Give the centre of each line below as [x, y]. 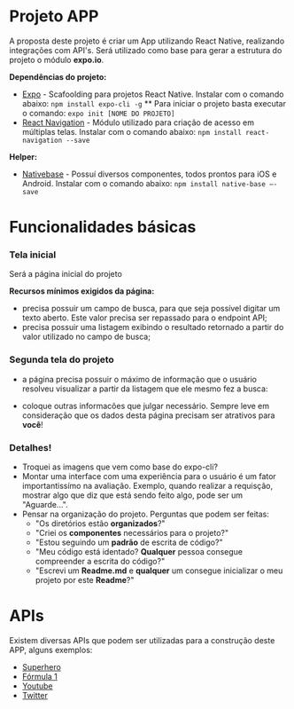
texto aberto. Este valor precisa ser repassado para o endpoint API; [144, 318]
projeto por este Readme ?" [85, 580]
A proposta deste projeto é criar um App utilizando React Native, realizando [147, 41]
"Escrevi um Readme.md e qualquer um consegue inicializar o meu [159, 571]
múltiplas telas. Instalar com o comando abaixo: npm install [132, 131]
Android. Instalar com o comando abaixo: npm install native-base [143, 183]
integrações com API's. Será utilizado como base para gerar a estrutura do [146, 50]
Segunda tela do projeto [62, 359]
